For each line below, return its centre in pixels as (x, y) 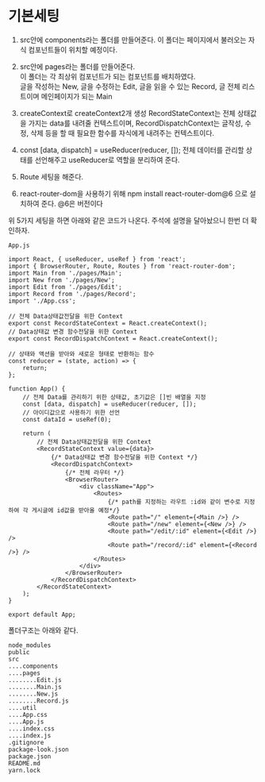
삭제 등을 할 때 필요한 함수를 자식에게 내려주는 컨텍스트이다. (123, 133)
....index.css (32, 728)
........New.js (33, 694)
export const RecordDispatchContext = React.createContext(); (113, 338)
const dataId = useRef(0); (67, 419)
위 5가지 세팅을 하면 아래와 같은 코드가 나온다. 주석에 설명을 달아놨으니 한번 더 (129, 220)
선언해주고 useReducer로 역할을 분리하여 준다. (107, 160)
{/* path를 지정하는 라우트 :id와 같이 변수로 (174, 502)
